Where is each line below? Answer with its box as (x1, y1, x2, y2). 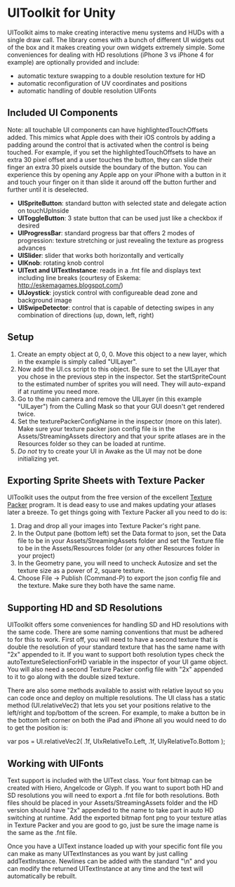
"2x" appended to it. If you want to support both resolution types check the (7, 650, 224, 659)
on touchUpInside (17, 206, 69, 215)
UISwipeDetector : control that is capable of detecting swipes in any (17, 303, 215, 312)
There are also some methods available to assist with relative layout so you (7, 686, 224, 695)
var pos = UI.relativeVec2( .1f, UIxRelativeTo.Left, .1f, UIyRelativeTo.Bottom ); (7, 737, 226, 746)
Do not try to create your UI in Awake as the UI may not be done (17, 447, 202, 455)
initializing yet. (17, 454, 60, 463)
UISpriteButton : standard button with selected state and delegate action (17, 199, 227, 207)
